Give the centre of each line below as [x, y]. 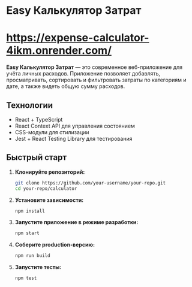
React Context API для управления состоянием [75, 126]
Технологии [29, 105]
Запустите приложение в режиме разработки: [76, 222]
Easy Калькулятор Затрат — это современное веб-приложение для [94, 67]
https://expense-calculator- [78, 38]
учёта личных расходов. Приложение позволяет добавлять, [83, 74]
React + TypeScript [39, 119]
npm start [27, 233]
